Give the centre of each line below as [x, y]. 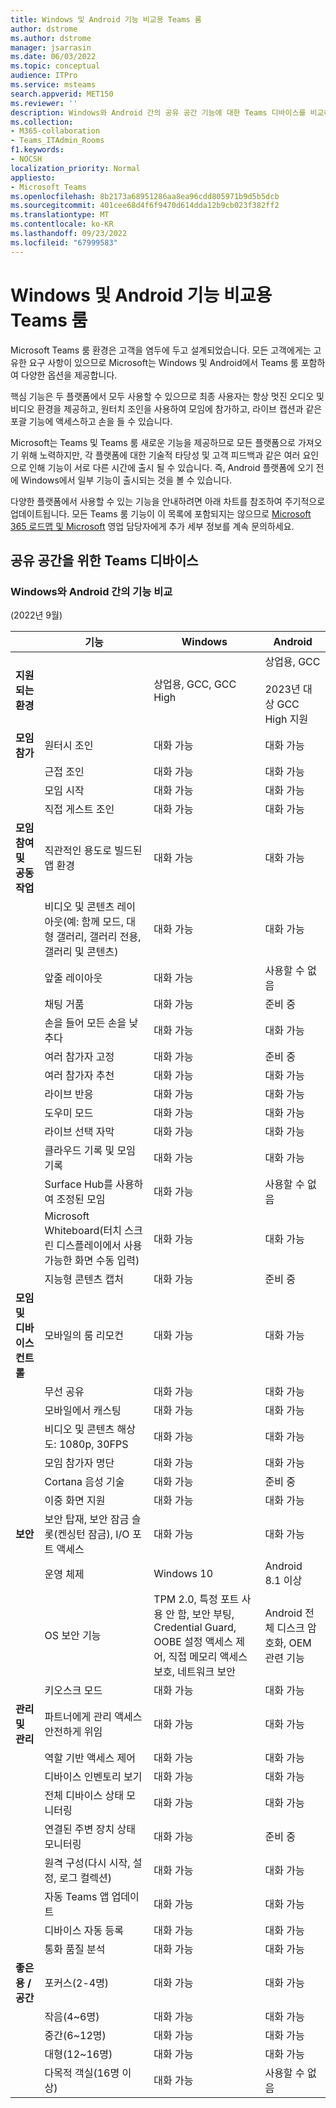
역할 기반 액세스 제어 [90, 1758]
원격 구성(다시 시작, [87, 1863]
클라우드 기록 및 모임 [90, 1151]
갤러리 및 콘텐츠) [81, 952]
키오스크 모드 [73, 1691]
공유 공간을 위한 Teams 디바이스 [104, 560]
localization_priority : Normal [75, 168]
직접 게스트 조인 [79, 809]
